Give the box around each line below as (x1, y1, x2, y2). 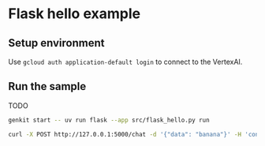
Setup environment (8, 36, 105, 50)
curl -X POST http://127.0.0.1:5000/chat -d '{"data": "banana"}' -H (8, 130, 242, 138)
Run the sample (8, 80, 87, 93)
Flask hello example (8, 5, 140, 23)
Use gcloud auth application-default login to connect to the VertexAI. (8, 57, 243, 66)
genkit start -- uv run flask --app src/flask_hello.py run (8, 116, 211, 124)
